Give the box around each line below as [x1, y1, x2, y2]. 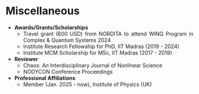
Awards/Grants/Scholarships [14, 24, 89, 31]
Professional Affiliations [14, 74, 76, 82]
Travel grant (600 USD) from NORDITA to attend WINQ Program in [23, 30, 194, 37]
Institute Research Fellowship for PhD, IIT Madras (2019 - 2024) [23, 43, 180, 50]
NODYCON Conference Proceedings [23, 68, 113, 75]
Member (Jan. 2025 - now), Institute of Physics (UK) [23, 80, 153, 87]
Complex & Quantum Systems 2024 [23, 36, 111, 43]
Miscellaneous [5, 4, 80, 18]
